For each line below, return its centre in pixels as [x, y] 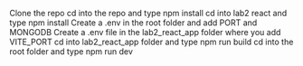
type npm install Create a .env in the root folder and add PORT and [133, 23]
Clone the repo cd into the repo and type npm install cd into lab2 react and [148, 13]
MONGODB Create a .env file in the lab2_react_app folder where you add [145, 32]
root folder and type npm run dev [71, 52]
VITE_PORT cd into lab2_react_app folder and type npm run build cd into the [151, 42]
